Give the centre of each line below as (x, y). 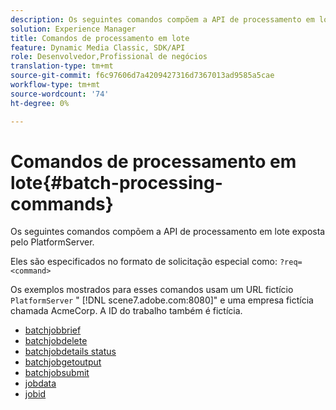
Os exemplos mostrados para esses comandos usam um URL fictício (152, 290)
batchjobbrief (53, 330)
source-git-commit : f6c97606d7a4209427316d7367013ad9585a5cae (142, 76)
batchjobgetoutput (63, 362)
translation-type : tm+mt (62, 66)
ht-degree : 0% (40, 103)
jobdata (40, 383)
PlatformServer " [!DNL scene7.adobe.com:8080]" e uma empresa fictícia (162, 300)
